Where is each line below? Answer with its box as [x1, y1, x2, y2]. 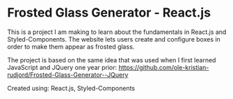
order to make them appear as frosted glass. [7, 42, 135, 51]
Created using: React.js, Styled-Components [7, 84, 136, 92]
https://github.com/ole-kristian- [118, 63, 209, 71]
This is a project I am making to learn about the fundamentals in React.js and [7, 28, 227, 36]
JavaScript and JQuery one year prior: [7, 63, 118, 71]
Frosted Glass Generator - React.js [7, 5, 211, 21]
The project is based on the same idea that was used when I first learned [7, 55, 216, 64]
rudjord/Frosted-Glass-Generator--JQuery [7, 71, 129, 79]
